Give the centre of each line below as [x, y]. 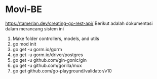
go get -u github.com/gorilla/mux [47, 65]
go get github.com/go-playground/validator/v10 [62, 71]
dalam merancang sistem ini [35, 28]
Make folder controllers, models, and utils [56, 38]
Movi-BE [24, 9]
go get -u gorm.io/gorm [37, 49]
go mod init [24, 44]
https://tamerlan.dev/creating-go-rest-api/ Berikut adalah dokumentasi [79, 23]
